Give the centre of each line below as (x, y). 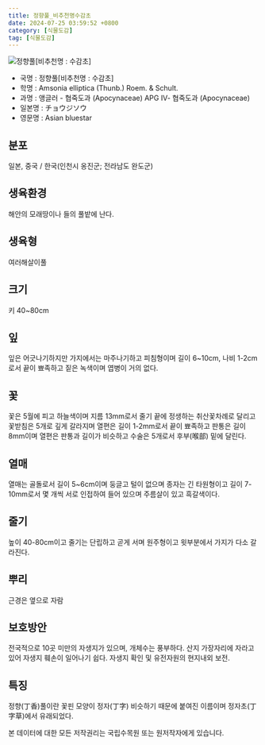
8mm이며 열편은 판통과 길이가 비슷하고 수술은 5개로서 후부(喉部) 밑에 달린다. (127, 436)
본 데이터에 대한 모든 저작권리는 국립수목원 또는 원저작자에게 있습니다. (116, 733)
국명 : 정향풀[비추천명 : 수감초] (67, 78)
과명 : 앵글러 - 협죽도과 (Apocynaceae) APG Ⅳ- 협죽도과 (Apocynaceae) (135, 98)
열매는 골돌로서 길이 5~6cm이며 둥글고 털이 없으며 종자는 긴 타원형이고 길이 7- (130, 484)
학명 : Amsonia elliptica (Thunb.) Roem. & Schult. (99, 88)
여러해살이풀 (28, 262)
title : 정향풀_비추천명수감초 (50, 15)
